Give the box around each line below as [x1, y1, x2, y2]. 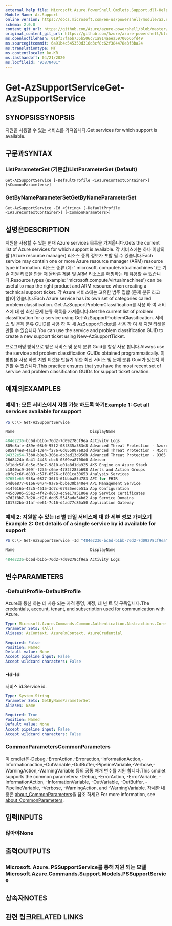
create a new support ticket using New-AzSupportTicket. [5, 333, 125, 339]
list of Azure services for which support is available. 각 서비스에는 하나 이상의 [5, 246, 165, 252]
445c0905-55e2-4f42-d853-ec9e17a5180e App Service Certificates [5, 491, 145, 496]
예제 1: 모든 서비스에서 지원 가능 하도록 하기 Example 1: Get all [5, 401, 149, 408]
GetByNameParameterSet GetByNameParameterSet [5, 194, 137, 201]
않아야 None [5, 830, 34, 836]
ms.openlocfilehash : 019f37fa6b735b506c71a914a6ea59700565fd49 [5, 36, 143, 41]
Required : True [5, 712, 38, 718]
